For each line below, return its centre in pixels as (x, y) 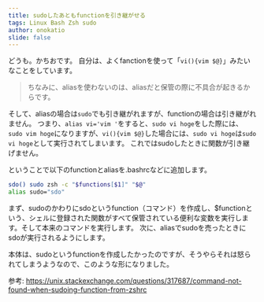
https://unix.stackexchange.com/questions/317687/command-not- (134, 281)
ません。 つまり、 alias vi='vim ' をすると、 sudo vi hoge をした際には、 (125, 123)
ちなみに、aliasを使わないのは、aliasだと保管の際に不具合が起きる (135, 87)
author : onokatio (37, 30)
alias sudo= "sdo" (37, 192)
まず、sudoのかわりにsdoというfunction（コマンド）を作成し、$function (127, 208)
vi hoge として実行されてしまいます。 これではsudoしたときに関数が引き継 (129, 143)
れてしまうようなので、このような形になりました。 (91, 264)
